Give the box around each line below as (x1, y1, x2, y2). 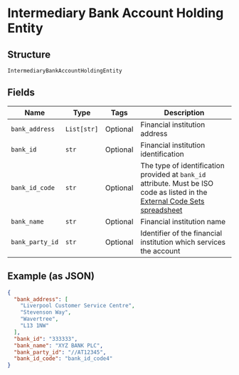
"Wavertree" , (20, 315, 59, 323)
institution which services (140, 237, 226, 247)
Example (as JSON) (7, 270, 95, 282)
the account (140, 245, 181, 255)
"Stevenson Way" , (20, 309, 72, 316)
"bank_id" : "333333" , (14, 335, 78, 342)
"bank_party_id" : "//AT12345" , (14, 349, 107, 356)
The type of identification (140, 160, 225, 170)
